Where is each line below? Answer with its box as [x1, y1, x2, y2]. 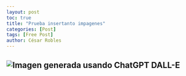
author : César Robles [6, 37, 62, 44]
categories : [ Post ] [6, 26, 56, 32]
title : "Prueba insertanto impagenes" [6, 20, 106, 26]
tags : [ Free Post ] [6, 32, 53, 38]
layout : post [6, 9, 40, 15]
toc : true [6, 15, 32, 21]
